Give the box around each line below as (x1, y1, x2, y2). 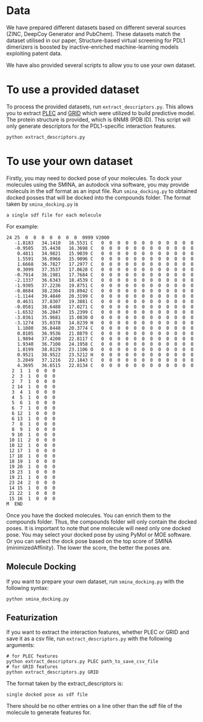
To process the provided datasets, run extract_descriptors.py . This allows (6, 103, 194, 110)
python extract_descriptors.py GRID (6, 669, 99, 676)
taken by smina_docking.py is (6, 200, 79, 208)
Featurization (6, 612, 58, 623)
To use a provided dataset (6, 83, 139, 97)
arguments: (6, 642, 35, 649)
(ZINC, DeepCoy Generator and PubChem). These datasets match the (6, 30, 181, 37)
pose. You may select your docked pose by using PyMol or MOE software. (6, 531, 192, 538)
